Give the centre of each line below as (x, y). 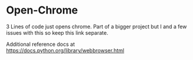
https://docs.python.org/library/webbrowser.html (65, 50)
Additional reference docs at (41, 44)
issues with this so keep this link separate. (57, 32)
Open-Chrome (42, 10)
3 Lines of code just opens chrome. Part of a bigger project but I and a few (96, 26)
